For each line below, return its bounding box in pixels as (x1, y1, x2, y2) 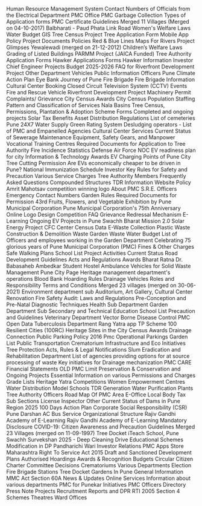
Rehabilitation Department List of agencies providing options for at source (6, 352, 190, 360)
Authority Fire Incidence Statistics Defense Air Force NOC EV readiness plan (6, 146, 196, 154)
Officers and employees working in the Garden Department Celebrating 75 (6, 237, 191, 244)
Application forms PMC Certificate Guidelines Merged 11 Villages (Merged (6, 18, 189, 25)
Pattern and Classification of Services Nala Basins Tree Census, (6, 102, 165, 108)
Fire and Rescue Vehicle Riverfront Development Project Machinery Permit (6, 89, 191, 96)
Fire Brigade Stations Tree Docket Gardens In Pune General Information (6, 468, 184, 475)
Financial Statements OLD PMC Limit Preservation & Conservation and (6, 366, 181, 372)
